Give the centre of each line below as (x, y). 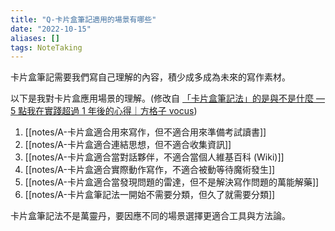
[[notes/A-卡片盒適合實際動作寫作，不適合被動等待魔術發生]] (150, 170)
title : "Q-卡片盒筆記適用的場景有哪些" (83, 19)
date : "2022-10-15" (51, 29)
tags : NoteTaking (46, 47)
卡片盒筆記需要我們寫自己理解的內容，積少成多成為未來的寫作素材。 (150, 77)
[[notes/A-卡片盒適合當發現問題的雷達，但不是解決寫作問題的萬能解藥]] (172, 182)
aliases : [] (35, 38)
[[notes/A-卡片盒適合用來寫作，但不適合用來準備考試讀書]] (145, 132)
